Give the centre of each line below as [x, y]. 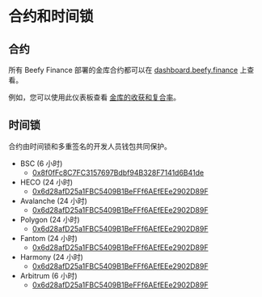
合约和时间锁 [51, 17]
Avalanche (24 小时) [53, 201]
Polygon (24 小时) [50, 219]
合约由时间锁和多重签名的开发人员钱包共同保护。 [90, 146]
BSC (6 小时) [41, 163]
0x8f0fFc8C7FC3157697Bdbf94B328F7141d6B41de [118, 172]
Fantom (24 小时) [49, 238]
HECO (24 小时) [46, 182]
